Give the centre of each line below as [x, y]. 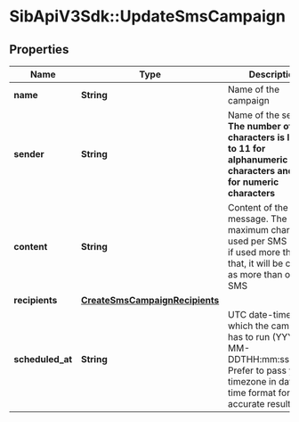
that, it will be [256, 263]
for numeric [254, 182]
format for [269, 393]
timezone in [252, 381]
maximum [249, 230]
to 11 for [247, 149]
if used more [255, 252]
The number [255, 126]
